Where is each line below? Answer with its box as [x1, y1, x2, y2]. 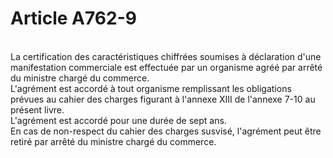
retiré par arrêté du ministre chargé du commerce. [10, 135, 217, 147]
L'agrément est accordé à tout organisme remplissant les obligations [10, 82, 292, 94]
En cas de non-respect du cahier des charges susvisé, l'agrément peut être [10, 125, 322, 137]
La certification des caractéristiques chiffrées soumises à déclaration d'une [10, 50, 322, 62]
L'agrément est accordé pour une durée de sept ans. [10, 114, 227, 126]
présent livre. [10, 103, 65, 116]
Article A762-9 [10, 7, 137, 30]
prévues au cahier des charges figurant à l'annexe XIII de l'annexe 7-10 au [10, 93, 316, 105]
